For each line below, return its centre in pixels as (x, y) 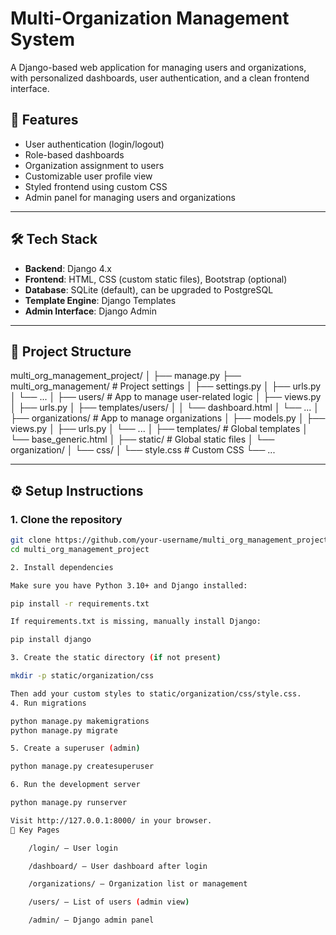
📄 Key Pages (35, 830)
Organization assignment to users (94, 165)
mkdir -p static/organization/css (82, 676)
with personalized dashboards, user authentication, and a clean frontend (160, 78)
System (43, 39)
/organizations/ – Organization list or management (138, 884)
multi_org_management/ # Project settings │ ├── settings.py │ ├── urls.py (166, 386)
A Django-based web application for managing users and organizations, (158, 67)
